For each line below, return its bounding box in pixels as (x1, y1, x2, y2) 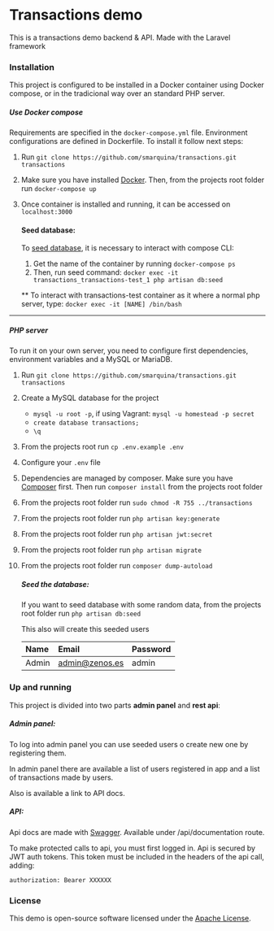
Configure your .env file (20, 458, 101, 468)
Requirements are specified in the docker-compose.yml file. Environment (9, 128, 248, 137)
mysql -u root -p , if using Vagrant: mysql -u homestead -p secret (33, 409, 255, 419)
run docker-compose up (20, 184, 97, 194)
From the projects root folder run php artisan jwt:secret (20, 529, 213, 539)
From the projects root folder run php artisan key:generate (20, 514, 220, 524)
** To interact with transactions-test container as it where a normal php (20, 290, 260, 300)
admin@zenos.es (57, 657, 124, 668)
